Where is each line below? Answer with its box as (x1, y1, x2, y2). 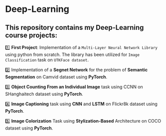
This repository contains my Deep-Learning (5, 23, 144, 32)
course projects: (5, 31, 58, 39)
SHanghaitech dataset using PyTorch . (5, 91, 83, 97)
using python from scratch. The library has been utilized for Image (5, 52, 140, 58)
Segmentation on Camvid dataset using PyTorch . (5, 74, 108, 80)
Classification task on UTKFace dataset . (5, 57, 89, 63)
